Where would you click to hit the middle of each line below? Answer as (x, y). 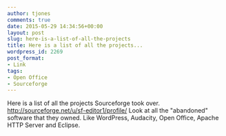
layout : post (26, 33)
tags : (15, 71)
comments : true (29, 20)
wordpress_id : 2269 (35, 52)
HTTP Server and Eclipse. (44, 125)
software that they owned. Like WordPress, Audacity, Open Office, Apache (113, 118)
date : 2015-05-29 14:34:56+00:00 (55, 26)
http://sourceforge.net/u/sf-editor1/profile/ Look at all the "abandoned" (107, 111)
